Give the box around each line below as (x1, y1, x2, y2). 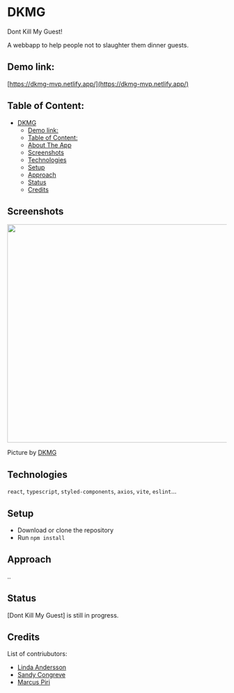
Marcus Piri (17, 678, 51, 687)
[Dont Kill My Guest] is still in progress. (7, 611, 119, 619)
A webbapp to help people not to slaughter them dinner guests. (7, 41, 189, 49)
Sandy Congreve (17, 671, 66, 679)
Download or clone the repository (17, 526, 114, 534)
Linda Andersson (17, 663, 67, 671)
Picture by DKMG (7, 448, 57, 457)
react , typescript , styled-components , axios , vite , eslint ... (7, 487, 177, 496)
